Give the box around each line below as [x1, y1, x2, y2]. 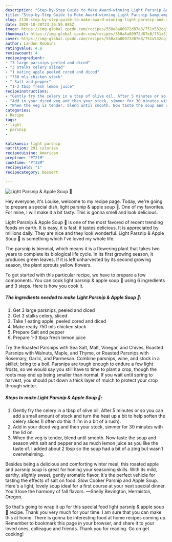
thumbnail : [5, 31, 29, 36]
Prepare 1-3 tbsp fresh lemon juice [12, 334, 86, 341]
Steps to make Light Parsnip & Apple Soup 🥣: [5, 395, 102, 401]
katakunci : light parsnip [5, 141, 60, 146]
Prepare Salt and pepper [12, 329, 65, 335]
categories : [5, 108, 31, 113]
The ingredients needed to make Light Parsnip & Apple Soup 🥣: [5, 294, 142, 301]
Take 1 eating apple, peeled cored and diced [12, 318, 106, 324]
